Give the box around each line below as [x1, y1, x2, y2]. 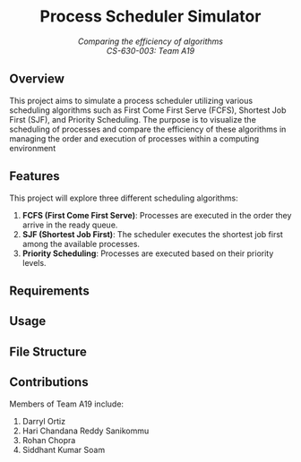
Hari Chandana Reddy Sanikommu [21, 425, 150, 436]
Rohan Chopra [21, 434, 76, 445]
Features [9, 168, 60, 184]
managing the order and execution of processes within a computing [9, 133, 260, 144]
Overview [9, 72, 65, 87]
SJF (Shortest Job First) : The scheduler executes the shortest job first [21, 228, 284, 239]
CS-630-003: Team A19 [106, 45, 195, 56]
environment [9, 142, 56, 153]
